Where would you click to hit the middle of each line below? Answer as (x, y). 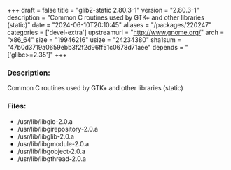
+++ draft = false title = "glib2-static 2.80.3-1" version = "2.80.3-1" (103, 10)
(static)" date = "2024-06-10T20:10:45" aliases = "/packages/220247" (110, 25)
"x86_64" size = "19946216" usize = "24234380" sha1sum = (94, 40)
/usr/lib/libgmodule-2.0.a (53, 143)
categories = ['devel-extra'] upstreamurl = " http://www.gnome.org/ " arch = (116, 32)
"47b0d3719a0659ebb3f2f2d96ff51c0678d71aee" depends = (96, 47)
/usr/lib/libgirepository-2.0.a (58, 129)
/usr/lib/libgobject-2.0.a (51, 151)
